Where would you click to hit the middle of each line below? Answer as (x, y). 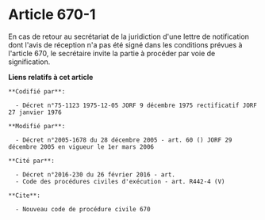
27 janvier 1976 (35, 112)
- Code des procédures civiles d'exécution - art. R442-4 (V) (120, 181)
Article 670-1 (52, 15)
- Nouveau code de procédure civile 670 (83, 209)
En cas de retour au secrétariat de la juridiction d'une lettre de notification (129, 36)
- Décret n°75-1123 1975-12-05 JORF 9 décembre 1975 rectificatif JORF (136, 105)
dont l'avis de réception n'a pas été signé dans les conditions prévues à (125, 44)
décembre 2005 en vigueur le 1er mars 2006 (81, 147)
